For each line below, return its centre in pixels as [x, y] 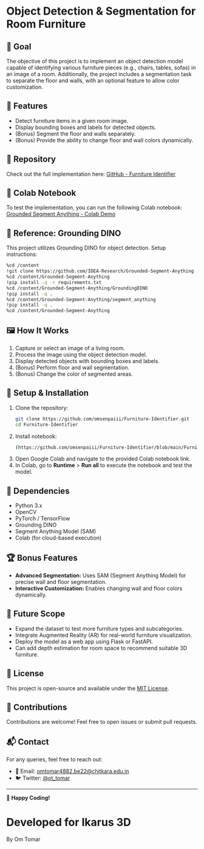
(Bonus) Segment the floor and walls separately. [75, 133]
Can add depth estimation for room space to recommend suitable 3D [101, 648]
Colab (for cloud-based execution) [58, 538]
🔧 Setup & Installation [48, 393]
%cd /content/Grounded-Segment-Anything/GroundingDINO [77, 288]
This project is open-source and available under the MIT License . [88, 688]
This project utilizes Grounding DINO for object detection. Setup [86, 248]
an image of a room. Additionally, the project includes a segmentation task [99, 74]
